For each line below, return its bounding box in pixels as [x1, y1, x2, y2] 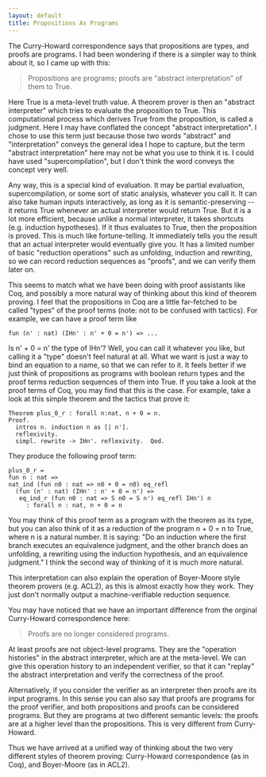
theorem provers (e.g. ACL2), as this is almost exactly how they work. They [8, 581, 254, 591]
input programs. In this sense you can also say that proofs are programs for [8, 693, 256, 703]
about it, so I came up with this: [8, 57, 111, 68]
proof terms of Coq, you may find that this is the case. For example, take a [8, 385, 252, 394]
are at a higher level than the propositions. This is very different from [8, 719, 233, 728]
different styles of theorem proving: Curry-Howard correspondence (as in [8, 751, 249, 760]
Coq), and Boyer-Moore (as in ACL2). [8, 760, 130, 769]
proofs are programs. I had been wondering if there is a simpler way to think [8, 49, 257, 59]
